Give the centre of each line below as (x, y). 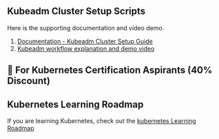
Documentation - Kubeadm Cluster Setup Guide (85, 41)
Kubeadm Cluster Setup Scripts (76, 11)
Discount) (29, 81)
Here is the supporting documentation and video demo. (86, 28)
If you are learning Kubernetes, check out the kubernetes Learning (102, 121)
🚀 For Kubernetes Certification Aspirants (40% (110, 71)
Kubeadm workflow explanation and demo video (86, 48)
